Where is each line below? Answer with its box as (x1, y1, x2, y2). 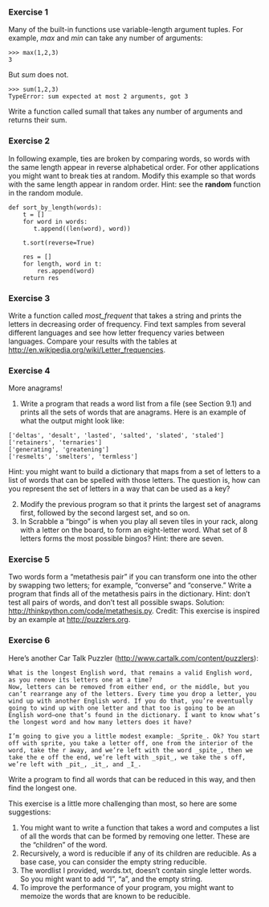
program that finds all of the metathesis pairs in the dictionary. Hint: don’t (8, 589, 251, 599)
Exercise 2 (8, 135, 51, 146)
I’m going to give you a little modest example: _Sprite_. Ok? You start (8, 732, 261, 740)
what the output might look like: (19, 416, 124, 426)
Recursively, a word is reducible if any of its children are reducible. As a (19, 848, 257, 858)
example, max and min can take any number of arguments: (8, 33, 203, 43)
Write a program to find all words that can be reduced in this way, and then (8, 774, 255, 784)
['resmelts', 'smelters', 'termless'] (8, 453, 138, 461)
